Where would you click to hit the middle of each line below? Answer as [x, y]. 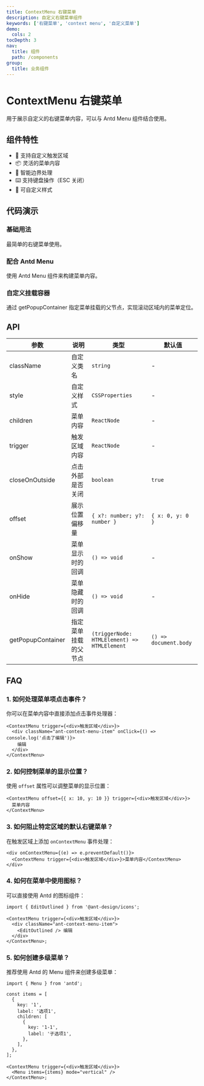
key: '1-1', [43, 1028]
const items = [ [27, 994]
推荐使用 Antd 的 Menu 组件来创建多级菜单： [62, 972]
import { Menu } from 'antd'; [45, 984]
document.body [172, 643]
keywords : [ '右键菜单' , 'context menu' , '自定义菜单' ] [73, 23]
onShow [21, 558]
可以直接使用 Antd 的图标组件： [46, 895]
